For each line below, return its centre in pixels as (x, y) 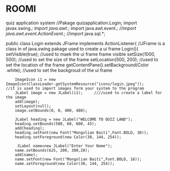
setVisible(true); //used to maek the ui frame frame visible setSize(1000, (81, 54)
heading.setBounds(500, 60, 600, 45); (56, 124)
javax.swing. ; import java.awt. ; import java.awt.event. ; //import (71, 28)
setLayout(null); (33, 106)
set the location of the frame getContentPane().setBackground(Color (77, 65)
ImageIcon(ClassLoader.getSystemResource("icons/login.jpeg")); (75, 84)
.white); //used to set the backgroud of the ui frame (59, 70)
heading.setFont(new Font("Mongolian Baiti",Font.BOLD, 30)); (82, 133)
